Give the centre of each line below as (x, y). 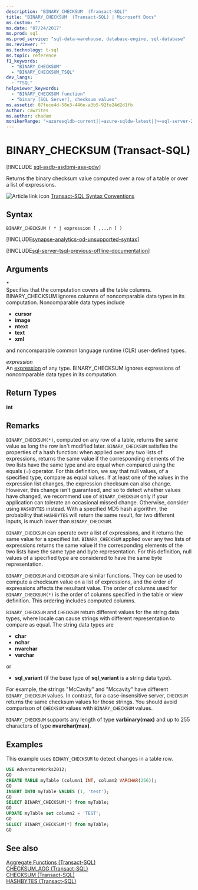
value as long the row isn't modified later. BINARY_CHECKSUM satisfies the (92, 446)
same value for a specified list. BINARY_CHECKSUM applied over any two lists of (99, 539)
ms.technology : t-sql (33, 50)
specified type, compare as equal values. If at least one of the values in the (97, 477)
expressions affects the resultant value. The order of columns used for (92, 588)
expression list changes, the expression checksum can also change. (89, 484)
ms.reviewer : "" (26, 45)
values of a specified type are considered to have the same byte (84, 558)
